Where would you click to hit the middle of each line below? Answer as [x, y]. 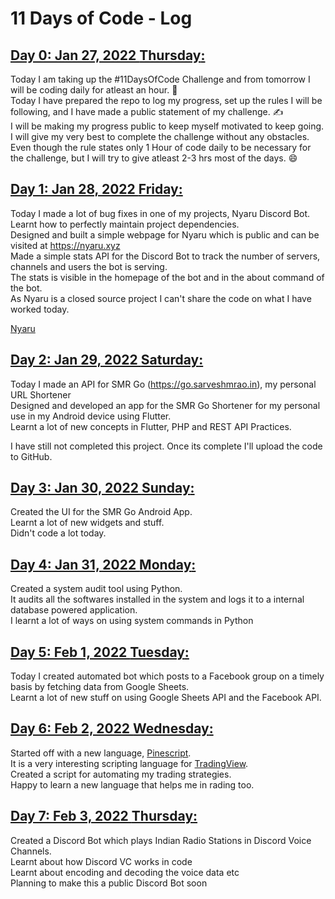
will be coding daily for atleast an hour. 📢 [94, 90]
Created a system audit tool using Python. [96, 589]
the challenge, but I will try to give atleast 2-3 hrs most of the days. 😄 [154, 158]
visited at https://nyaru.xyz [65, 245]
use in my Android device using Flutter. [91, 416]
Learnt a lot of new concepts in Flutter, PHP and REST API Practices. [151, 426]
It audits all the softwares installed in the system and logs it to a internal [157, 599]
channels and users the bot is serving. [89, 266]
